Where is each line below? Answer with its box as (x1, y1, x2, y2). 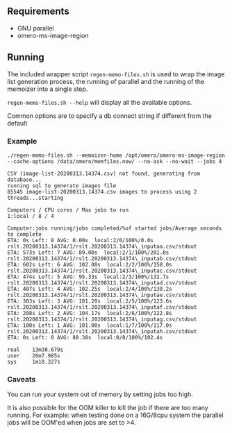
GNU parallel (17, 24, 54, 32)
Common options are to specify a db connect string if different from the (7, 111, 212, 120)
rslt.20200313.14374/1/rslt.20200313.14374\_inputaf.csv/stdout (7, 303, 197, 311)
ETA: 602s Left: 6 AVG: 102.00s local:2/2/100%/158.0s (7, 261, 172, 268)
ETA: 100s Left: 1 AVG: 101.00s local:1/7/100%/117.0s (7, 322, 172, 329)
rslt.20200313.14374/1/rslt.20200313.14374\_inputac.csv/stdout (7, 267, 197, 274)
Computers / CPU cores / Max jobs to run (7, 206, 129, 214)
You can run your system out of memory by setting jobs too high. (7, 390, 193, 398)
